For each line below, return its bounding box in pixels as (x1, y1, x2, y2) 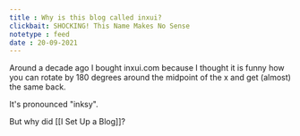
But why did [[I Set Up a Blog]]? (9, 116, 125, 127)
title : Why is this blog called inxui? (9, 13, 163, 22)
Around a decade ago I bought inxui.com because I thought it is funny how (9, 63, 285, 73)
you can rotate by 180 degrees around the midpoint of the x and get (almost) (9, 72, 291, 83)
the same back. (9, 81, 66, 92)
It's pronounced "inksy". (9, 99, 99, 110)
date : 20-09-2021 (9, 38, 78, 47)
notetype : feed (9, 30, 70, 38)
